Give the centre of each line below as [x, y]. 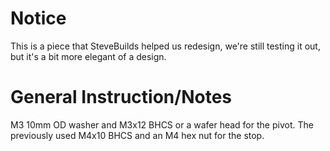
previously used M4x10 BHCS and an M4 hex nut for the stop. [137, 135]
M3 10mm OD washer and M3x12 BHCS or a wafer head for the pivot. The [162, 124]
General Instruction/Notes [121, 97]
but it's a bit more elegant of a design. [88, 56]
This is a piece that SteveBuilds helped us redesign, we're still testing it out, [165, 46]
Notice [38, 18]
